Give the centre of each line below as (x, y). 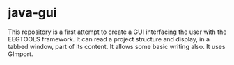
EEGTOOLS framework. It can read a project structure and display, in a (109, 39)
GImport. (21, 54)
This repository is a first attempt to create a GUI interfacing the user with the (117, 32)
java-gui (32, 13)
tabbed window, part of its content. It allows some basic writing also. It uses (117, 46)
